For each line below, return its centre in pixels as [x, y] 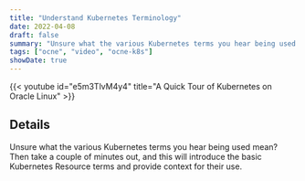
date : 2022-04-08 [42, 27]
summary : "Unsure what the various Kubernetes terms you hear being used [153, 43]
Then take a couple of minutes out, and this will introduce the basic [136, 156]
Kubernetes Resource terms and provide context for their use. [126, 166]
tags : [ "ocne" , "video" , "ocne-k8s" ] [81, 52]
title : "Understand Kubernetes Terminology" [95, 18]
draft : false [34, 35]
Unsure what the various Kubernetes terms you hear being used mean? [144, 146]
